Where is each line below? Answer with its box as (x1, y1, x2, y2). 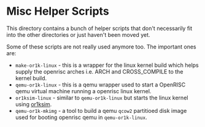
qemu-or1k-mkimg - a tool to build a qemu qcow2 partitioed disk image (15, 107, 187, 114)
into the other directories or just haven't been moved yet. (6, 31, 150, 38)
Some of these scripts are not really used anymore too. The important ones (6, 43, 196, 50)
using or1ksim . (15, 100, 52, 108)
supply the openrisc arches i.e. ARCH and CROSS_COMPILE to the (15, 67, 184, 75)
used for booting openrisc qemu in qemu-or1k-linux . (15, 114, 147, 121)
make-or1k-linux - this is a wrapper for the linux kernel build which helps (15, 61, 199, 69)
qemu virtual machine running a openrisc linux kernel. (15, 87, 152, 94)
